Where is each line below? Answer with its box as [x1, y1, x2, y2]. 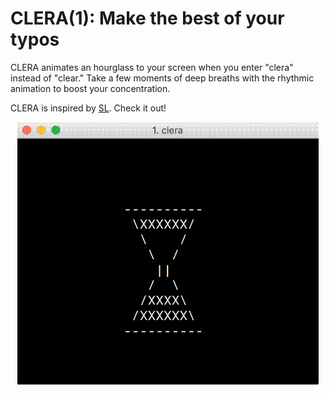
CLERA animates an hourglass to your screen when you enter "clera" [10, 61, 294, 73]
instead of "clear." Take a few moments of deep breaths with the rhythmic [10, 72, 315, 84]
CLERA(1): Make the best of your [10, 7, 285, 30]
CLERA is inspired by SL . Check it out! [10, 102, 167, 114]
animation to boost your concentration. [10, 82, 171, 94]
